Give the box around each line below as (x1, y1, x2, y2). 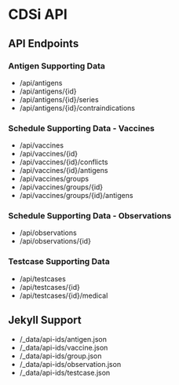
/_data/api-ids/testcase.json (19, 368, 111, 377)
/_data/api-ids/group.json (19, 351, 102, 361)
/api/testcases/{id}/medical (19, 291, 108, 300)
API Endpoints (8, 37, 79, 50)
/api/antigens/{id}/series (19, 94, 100, 104)
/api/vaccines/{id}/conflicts (19, 157, 108, 167)
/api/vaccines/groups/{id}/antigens (19, 191, 133, 200)
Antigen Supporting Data (8, 60, 106, 71)
